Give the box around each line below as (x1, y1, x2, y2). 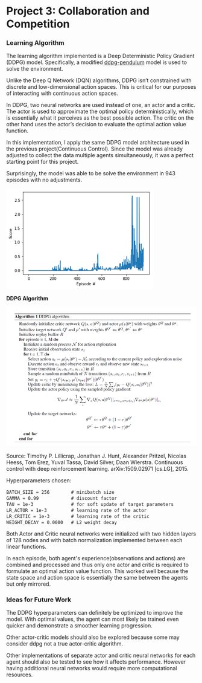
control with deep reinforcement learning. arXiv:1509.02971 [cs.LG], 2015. (6, 465, 189, 472)
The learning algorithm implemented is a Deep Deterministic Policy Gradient (6, 53, 195, 60)
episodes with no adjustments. (6, 176, 83, 184)
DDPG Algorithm (6, 295, 49, 302)
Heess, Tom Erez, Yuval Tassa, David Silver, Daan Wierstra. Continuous (6, 458, 183, 466)
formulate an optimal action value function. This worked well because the (6, 567, 189, 575)
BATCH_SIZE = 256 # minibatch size (6, 489, 115, 495)
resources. (6, 671, 33, 678)
